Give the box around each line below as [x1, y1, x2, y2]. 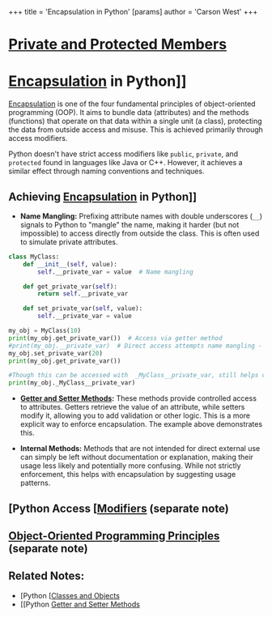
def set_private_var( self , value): [23, 304, 143, 313]
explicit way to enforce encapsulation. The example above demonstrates [19, 419, 263, 429]
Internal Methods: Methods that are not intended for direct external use [19, 444, 261, 453]
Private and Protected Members [8, 36, 227, 53]
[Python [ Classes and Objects [19, 590, 120, 600]
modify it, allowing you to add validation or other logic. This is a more [19, 411, 251, 420]
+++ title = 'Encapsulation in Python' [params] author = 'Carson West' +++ [8, 7, 258, 16]
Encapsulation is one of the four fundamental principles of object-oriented [8, 99, 257, 109]
